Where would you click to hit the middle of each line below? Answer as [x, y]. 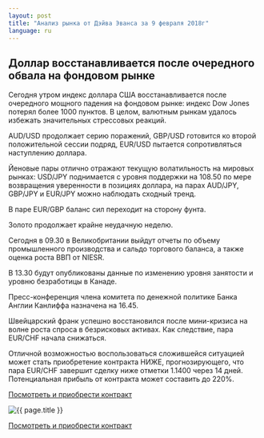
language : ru [30, 30]
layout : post [30, 16]
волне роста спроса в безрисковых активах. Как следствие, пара [121, 330]
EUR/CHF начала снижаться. [57, 338]
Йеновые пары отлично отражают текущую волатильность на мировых [131, 168]
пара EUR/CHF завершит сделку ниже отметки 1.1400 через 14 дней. [126, 371]
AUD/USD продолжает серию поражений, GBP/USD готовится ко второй [132, 136]
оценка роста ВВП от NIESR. [56, 258]
